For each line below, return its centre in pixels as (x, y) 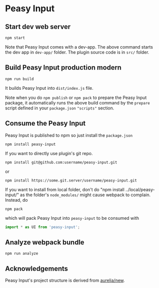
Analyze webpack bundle (45, 242)
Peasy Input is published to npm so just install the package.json (69, 135)
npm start (15, 38)
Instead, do (16, 200)
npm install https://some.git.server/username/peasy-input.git (71, 180)
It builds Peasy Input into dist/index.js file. (49, 88)
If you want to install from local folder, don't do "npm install (65, 189)
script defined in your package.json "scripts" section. (60, 108)
